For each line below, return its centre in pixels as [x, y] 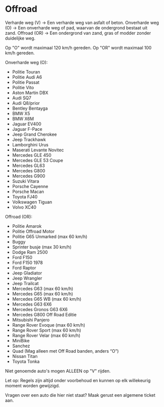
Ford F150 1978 [27, 263]
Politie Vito [23, 87]
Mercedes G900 [29, 176]
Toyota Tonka [26, 361]
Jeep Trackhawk [29, 139]
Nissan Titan [25, 356]
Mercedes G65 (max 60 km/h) [43, 294]
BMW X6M [23, 119]
